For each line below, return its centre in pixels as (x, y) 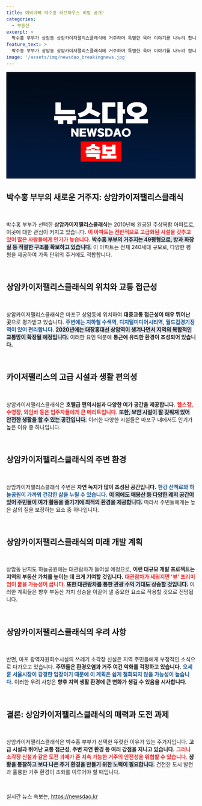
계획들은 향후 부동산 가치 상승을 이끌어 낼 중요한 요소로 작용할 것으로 (97, 592)
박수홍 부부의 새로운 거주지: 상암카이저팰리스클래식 (95, 197)
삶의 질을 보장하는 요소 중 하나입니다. (56, 509)
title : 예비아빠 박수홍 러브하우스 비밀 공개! (55, 13)
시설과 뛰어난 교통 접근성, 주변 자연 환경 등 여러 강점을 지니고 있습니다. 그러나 (102, 749)
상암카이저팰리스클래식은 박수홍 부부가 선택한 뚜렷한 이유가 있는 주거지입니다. (97, 741)
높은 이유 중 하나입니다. (34, 427)
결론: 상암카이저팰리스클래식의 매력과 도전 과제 (88, 714)
